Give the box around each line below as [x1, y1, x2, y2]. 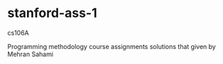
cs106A [7, 28, 30, 37]
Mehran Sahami [7, 50, 54, 58]
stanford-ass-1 [7, 5, 97, 21]
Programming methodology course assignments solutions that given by [7, 42, 217, 50]
